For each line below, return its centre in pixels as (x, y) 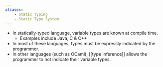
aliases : (14, 10)
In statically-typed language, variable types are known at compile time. (85, 33)
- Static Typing (31, 14)
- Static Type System (36, 19)
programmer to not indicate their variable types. (62, 60)
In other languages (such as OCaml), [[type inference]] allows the (80, 54)
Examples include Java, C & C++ (53, 38)
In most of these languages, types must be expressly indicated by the (84, 44)
